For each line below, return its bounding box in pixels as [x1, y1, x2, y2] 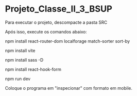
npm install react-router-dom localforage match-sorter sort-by [5, 38, 130, 44]
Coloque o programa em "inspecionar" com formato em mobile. [5, 85, 133, 91]
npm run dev [5, 76, 31, 81]
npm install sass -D [5, 57, 44, 63]
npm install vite [5, 48, 35, 53]
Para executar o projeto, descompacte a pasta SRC [5, 19, 108, 25]
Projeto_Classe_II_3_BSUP [5, 3, 113, 15]
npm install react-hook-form [5, 66, 62, 72]
